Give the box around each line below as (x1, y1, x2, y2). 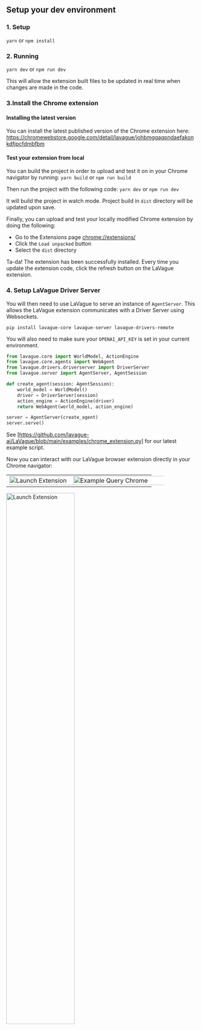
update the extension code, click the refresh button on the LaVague (6, 264, 174, 272)
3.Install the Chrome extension (6, 99, 98, 107)
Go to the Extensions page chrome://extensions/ (14, 234, 136, 241)
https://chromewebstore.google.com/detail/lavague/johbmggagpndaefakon (6, 134, 194, 141)
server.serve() (6, 420, 45, 426)
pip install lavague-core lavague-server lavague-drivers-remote (6, 324, 174, 330)
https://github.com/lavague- (19, 431, 89, 438)
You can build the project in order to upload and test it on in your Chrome (6, 168, 188, 175)
